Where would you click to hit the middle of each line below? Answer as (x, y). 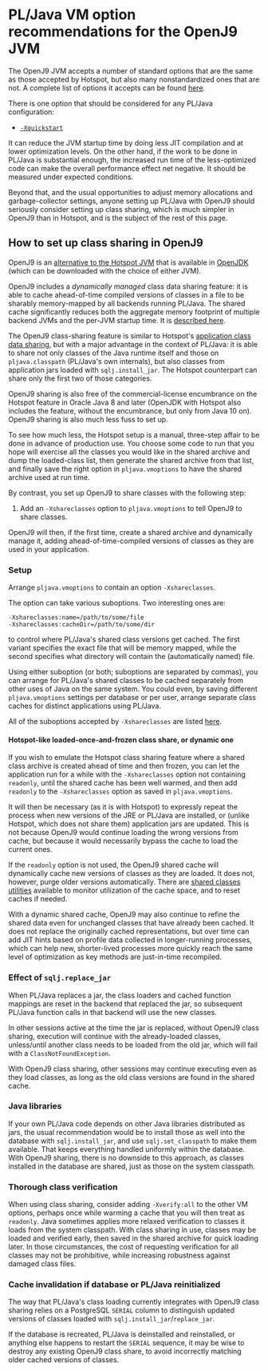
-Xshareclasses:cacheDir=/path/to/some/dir (82, 625)
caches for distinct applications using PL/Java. (85, 706)
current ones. (31, 849)
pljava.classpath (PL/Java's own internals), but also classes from (116, 361)
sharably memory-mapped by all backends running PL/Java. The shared (127, 303)
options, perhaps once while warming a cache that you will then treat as (126, 1213)
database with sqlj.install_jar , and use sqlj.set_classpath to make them (133, 1141)
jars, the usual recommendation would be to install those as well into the (127, 1132)
